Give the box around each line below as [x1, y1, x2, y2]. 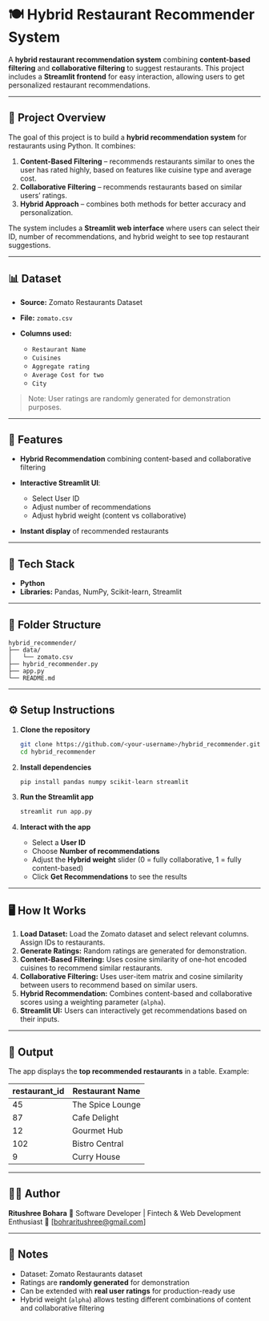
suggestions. [8, 240, 51, 250]
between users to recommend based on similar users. [19, 980, 198, 990]
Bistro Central [71, 1138, 124, 1149]
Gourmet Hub [71, 1124, 123, 1136]
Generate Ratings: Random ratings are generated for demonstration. [19, 946, 247, 956]
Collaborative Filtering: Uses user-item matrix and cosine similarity [19, 972, 243, 982]
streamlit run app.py [19, 807, 92, 816]
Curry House [71, 1151, 121, 1162]
